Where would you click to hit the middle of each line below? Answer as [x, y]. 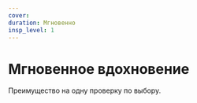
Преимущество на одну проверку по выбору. [85, 90]
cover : [19, 15]
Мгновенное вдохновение [99, 69]
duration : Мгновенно [42, 23]
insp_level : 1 [32, 30]
